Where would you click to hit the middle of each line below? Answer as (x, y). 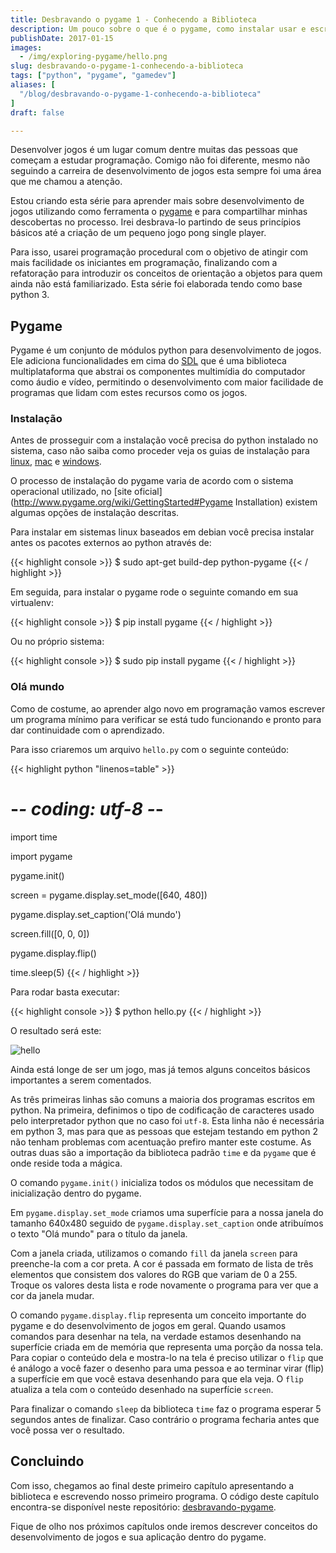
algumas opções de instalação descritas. (95, 513)
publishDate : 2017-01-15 (62, 38)
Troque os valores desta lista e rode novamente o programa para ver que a (164, 1285)
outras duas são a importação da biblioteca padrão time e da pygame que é (163, 1152)
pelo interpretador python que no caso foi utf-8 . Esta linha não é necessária (167, 1120)
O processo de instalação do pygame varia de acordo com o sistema (152, 481)
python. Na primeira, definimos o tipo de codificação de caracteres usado (162, 1110)
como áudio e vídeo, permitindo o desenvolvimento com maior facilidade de (167, 382)
